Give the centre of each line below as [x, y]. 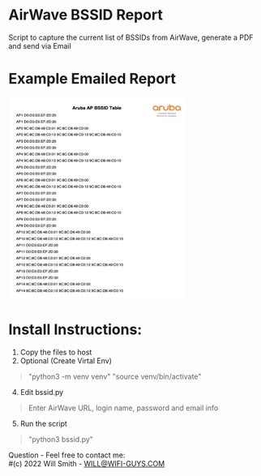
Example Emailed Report [92, 79]
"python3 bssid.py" [60, 439]
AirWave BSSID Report [86, 15]
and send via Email [40, 45]
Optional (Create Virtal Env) [66, 360]
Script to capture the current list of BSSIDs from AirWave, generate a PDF [131, 37]
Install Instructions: [75, 330]
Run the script [43, 423]
